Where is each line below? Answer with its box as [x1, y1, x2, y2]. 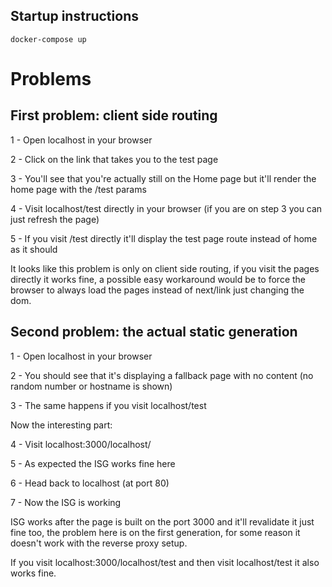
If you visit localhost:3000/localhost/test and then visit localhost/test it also [10, 556, 320, 568]
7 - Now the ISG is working [10, 496, 122, 508]
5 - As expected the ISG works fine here [10, 457, 176, 469]
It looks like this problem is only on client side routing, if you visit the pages [10, 262, 320, 274]
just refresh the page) [10, 213, 100, 225]
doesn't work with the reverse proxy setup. [10, 537, 188, 549]
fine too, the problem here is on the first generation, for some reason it [10, 526, 301, 538]
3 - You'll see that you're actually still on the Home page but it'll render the [10, 172, 317, 184]
